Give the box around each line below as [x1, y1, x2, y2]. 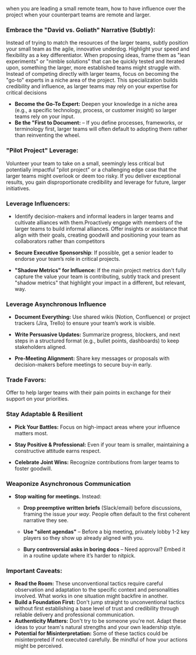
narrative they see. [23, 517, 69, 524]
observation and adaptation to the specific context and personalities [14, 586, 180, 593]
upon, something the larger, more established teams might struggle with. [6, 64, 181, 71]
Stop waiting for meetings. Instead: [14, 493, 102, 500]
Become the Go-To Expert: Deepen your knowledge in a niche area [14, 100, 178, 108]
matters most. [14, 429, 49, 436]
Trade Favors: [6, 376, 47, 384]
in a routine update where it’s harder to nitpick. [23, 552, 136, 559]
